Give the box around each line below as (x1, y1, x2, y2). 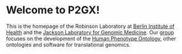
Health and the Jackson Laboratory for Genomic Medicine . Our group (6, 28, 174, 35)
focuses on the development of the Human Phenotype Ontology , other (6, 35, 176, 42)
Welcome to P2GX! (6, 3, 100, 17)
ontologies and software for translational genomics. (6, 41, 131, 48)
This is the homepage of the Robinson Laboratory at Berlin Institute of (6, 23, 175, 30)
